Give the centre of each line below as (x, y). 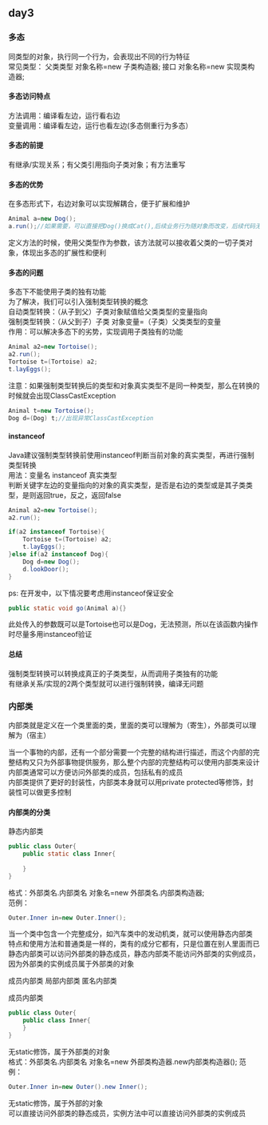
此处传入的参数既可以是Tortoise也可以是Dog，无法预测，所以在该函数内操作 (133, 624)
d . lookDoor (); (46, 569)
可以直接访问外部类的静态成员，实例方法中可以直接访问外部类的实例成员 (127, 1113)
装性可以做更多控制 (40, 792)
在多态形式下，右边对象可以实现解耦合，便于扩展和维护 (99, 204)
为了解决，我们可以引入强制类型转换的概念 (78, 302)
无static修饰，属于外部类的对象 (59, 1051)
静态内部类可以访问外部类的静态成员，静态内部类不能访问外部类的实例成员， (134, 954)
